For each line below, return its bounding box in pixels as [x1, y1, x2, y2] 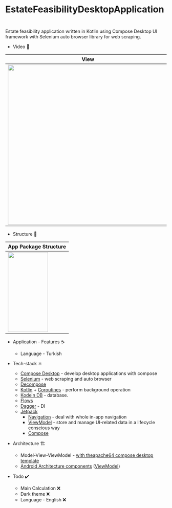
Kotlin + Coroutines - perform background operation [20, 386, 131, 392]
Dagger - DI [20, 403, 46, 409]
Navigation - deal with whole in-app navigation [28, 413, 127, 420]
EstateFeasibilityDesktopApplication [5, 4, 164, 15]
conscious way [28, 425, 60, 431]
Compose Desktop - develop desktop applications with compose [20, 370, 158, 377]
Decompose [20, 381, 47, 387]
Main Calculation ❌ [20, 485, 60, 491]
